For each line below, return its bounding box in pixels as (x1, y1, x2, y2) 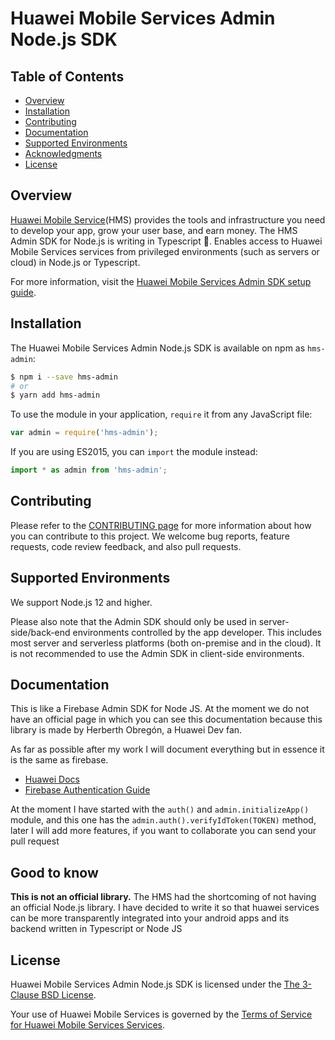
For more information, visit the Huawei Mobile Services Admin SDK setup (10, 275, 312, 287)
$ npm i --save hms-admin (10, 372, 118, 382)
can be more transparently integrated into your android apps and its (10, 912, 290, 924)
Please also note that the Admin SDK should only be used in (10, 615, 257, 627)
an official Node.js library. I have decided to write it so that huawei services (10, 902, 320, 914)
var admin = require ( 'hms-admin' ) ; (10, 428, 159, 438)
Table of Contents (10, 68, 125, 85)
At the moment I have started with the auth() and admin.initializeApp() (10, 803, 310, 816)
